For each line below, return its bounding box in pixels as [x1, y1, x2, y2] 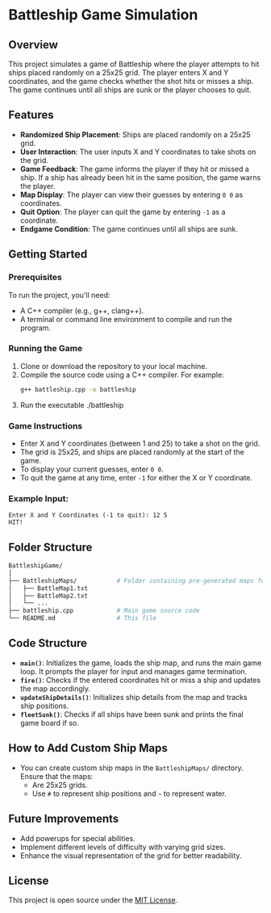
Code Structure [8, 636, 87, 651]
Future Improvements [8, 812, 119, 826]
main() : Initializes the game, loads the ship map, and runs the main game [19, 658, 262, 668]
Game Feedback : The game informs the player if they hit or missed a [19, 164, 250, 174]
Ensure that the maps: [19, 771, 94, 781]
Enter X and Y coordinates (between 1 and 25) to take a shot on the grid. [19, 438, 261, 448]
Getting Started [8, 248, 88, 262]
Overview [8, 38, 59, 52]
